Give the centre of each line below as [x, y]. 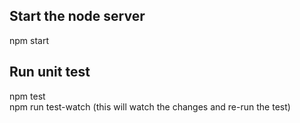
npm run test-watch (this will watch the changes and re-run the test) [150, 106]
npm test [27, 96]
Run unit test [50, 72]
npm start [29, 40]
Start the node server [77, 16]
